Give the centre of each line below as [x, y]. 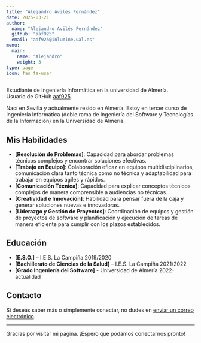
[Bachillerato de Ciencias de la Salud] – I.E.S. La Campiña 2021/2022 [100, 264]
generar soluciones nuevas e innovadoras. [67, 205]
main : [19, 51]
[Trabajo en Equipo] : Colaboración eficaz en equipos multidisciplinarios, [104, 167]
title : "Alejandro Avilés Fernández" [53, 12]
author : [16, 23]
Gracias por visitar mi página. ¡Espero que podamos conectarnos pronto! [96, 333]
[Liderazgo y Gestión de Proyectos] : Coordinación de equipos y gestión [104, 212]
